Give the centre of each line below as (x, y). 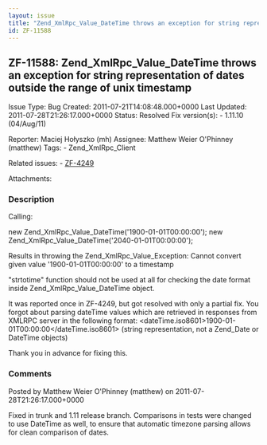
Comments (30, 374)
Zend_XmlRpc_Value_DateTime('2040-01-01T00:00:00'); (101, 241)
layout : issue (32, 16)
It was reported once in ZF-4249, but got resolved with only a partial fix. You (133, 304)
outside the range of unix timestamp (100, 87)
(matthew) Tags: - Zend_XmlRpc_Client (72, 148)
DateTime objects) (38, 338)
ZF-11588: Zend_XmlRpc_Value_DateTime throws (132, 63)
